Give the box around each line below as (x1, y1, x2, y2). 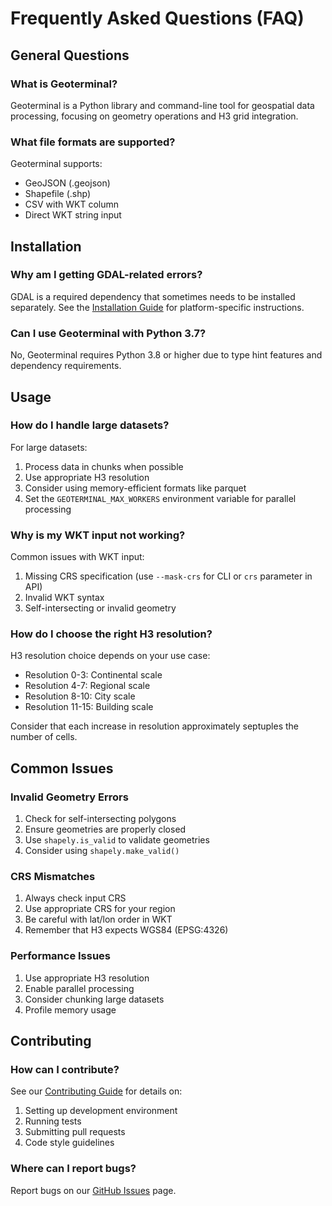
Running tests (24, 1115, 82, 1127)
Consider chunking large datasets (24, 993, 165, 1005)
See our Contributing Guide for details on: (10, 1085, 183, 1097)
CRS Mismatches (10, 870, 96, 884)
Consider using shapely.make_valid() (24, 845, 180, 857)
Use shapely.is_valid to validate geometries (24, 834, 210, 846)
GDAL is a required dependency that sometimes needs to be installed (10, 290, 296, 302)
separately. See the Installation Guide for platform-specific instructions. (10, 301, 305, 313)
